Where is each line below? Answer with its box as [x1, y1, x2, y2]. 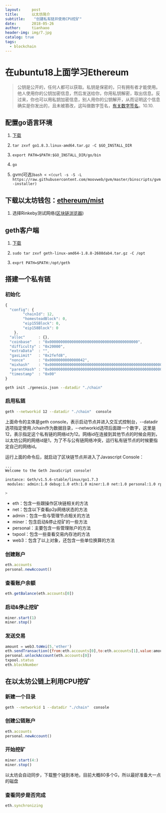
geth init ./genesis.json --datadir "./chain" [5, 385, 103, 390]
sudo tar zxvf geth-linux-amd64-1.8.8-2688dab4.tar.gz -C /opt [12, 251, 146, 256]
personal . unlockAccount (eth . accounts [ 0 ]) [5, 653, 92, 658]
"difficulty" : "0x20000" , [9, 344, 65, 349]
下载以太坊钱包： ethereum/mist [5, 196, 104, 204]
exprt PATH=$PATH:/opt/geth [12, 260, 70, 265]
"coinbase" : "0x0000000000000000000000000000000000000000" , [9, 339, 142, 344]
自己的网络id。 [9, 443, 40, 449]
